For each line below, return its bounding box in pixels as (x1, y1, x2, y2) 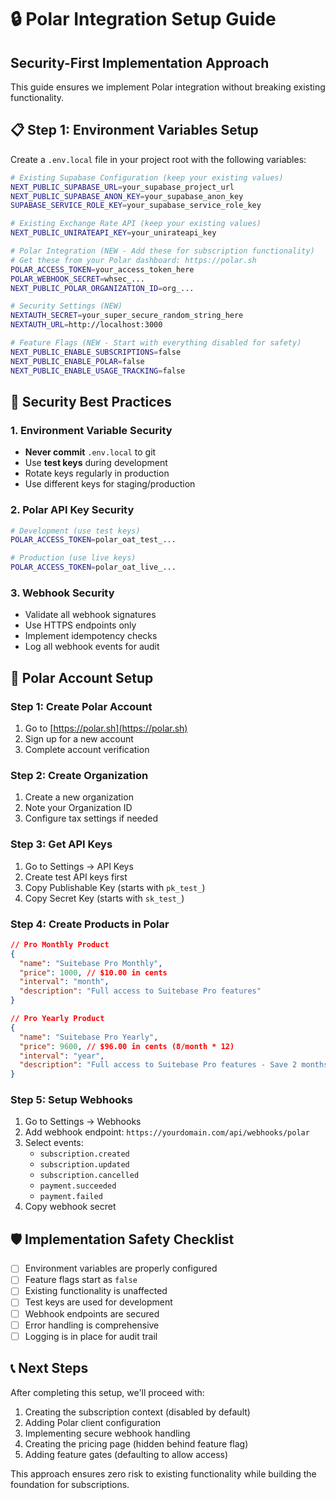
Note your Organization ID (24, 802, 133, 814)
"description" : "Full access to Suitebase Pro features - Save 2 (19, 1060, 298, 1070)
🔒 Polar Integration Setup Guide (10, 8, 277, 31)
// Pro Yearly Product (10, 1014, 105, 1024)
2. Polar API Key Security (10, 503, 135, 517)
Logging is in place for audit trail (24, 1330, 158, 1342)
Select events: (24, 1137, 84, 1149)
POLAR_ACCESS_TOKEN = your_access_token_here (10, 264, 195, 275)
